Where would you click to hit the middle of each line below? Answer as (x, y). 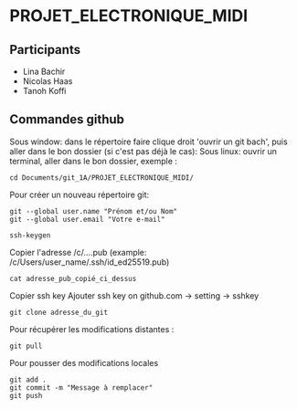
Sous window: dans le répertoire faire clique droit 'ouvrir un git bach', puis (148, 142)
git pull (26, 346)
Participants (45, 50)
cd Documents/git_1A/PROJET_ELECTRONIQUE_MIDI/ (102, 178)
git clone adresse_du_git (58, 312)
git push (26, 395)
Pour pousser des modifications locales (84, 362)
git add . (28, 380)
